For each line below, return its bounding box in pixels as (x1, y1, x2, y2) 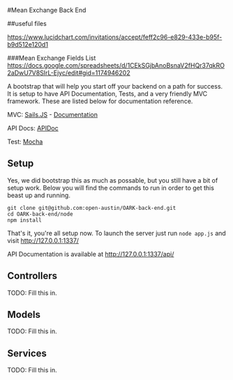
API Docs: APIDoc (7, 124, 59, 132)
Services (7, 347, 47, 359)
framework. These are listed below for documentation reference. (7, 97, 193, 105)
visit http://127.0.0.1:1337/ (7, 236, 79, 245)
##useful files (7, 20, 47, 27)
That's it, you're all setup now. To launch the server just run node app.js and (7, 229, 227, 237)
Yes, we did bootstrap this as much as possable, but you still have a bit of (7, 176, 218, 184)
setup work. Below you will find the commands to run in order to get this (7, 183, 215, 192)
